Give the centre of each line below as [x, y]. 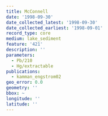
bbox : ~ [15, 93]
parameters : [20, 55]
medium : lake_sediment [34, 39]
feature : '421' [25, 45]
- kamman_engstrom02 [36, 77]
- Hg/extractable [32, 66]
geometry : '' [22, 88]
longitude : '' [23, 98]
